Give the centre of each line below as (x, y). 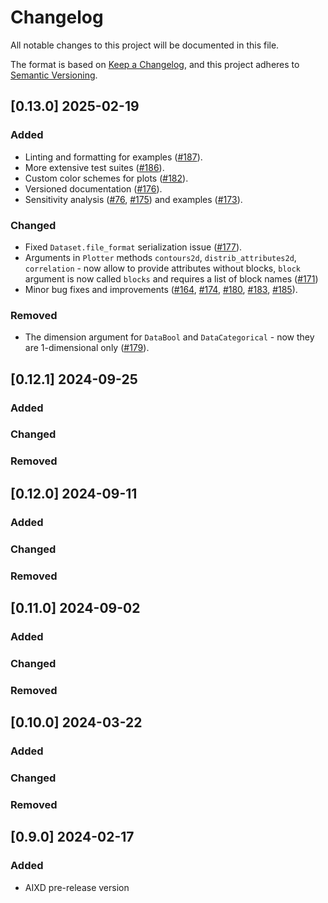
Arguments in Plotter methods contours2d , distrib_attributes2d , (160, 257)
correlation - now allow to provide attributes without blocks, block (162, 268)
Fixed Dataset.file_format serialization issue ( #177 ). (133, 247)
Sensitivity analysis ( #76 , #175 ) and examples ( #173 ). (133, 199)
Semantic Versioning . (54, 75)
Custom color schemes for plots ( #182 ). (106, 178)
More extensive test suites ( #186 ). (94, 167)
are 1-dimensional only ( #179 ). (87, 348)
